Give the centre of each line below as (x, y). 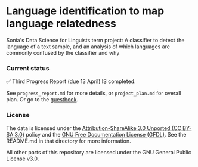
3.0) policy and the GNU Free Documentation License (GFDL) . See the (100, 134)
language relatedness (61, 24)
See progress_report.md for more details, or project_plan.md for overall (94, 93)
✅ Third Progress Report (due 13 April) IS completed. (71, 81)
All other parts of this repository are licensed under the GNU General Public (99, 152)
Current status (28, 68)
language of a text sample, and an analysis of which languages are (88, 47)
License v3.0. (23, 159)
